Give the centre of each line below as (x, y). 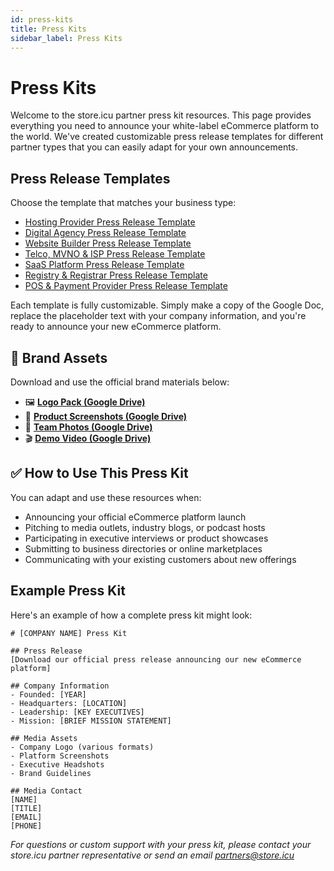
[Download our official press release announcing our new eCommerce (156, 659)
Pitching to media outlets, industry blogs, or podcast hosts (145, 527)
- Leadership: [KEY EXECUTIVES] (77, 712)
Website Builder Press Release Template (108, 243)
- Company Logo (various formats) (82, 747)
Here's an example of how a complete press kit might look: (131, 615)
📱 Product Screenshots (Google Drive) (106, 416)
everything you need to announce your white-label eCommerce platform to (165, 126)
